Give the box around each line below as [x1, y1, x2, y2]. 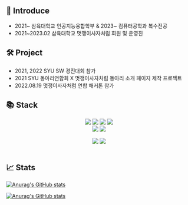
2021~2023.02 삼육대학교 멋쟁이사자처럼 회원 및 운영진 [14, 29, 143, 37]
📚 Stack [6, 100, 38, 110]
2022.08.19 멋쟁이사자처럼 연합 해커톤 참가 [14, 82, 114, 89]
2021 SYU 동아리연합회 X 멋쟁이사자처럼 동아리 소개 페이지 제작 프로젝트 [14, 74, 183, 81]
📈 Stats [6, 163, 36, 173]
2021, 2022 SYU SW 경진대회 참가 [14, 67, 96, 74]
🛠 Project [6, 48, 43, 58]
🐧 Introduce [6, 6, 50, 16]
